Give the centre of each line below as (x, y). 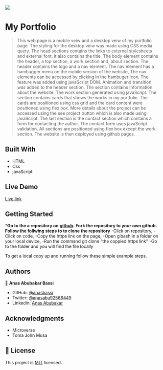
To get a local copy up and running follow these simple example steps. (76, 256)
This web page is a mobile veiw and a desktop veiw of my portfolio (84, 40)
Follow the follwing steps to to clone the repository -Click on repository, (79, 231)
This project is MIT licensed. (34, 362)
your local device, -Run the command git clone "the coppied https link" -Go (81, 241)
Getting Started (29, 214)
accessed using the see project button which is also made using (82, 113)
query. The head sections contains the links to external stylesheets (85, 51)
